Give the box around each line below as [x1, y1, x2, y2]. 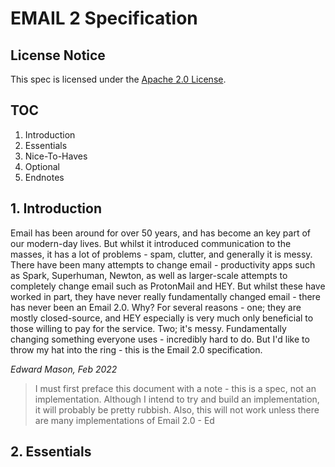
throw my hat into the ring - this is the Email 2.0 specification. [10, 343, 263, 356]
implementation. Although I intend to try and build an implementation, [34, 393, 320, 405]
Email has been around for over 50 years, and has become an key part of [10, 227, 311, 239]
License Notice [10, 47, 106, 64]
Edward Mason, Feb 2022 [10, 363, 118, 375]
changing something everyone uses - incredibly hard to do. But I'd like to [10, 333, 310, 345]
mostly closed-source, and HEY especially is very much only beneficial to [10, 312, 314, 324]
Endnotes [24, 171, 65, 183]
